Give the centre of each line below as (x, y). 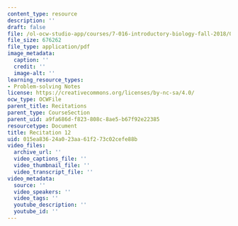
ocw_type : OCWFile (34, 100)
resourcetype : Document (42, 126)
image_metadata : (31, 54)
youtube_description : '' (50, 205)
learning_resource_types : (45, 80)
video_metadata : (31, 179)
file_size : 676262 (34, 40)
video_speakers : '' (42, 192)
